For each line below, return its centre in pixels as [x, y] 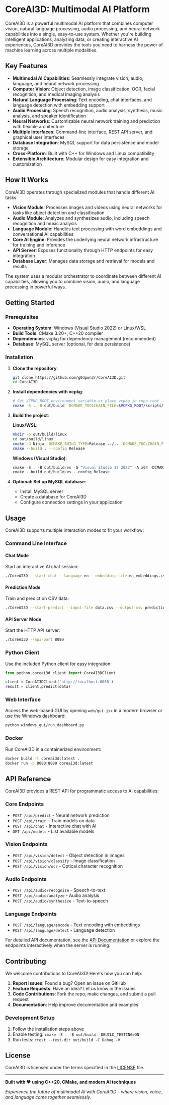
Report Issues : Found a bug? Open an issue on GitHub [69, 983]
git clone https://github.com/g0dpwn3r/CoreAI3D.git [69, 377]
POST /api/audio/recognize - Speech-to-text [59, 890]
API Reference [28, 779]
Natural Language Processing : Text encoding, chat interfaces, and [82, 99]
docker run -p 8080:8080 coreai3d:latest [49, 763]
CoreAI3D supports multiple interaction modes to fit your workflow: [75, 530]
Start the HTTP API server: [33, 630]
